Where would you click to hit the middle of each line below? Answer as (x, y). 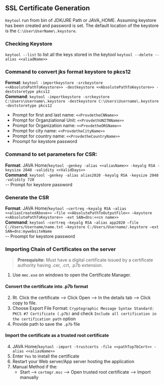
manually (29, 377)
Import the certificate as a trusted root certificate (57, 335)
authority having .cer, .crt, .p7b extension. (60, 265)
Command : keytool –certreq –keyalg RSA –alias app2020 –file (72, 222)
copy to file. (25, 303)
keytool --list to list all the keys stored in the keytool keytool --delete (79, 55)
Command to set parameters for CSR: (51, 154)
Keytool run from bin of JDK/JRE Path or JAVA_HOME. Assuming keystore (81, 20)
